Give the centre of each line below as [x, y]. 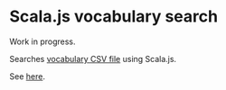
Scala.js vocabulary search [114, 17]
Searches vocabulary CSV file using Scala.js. [93, 58]
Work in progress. [42, 41]
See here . [27, 76]
